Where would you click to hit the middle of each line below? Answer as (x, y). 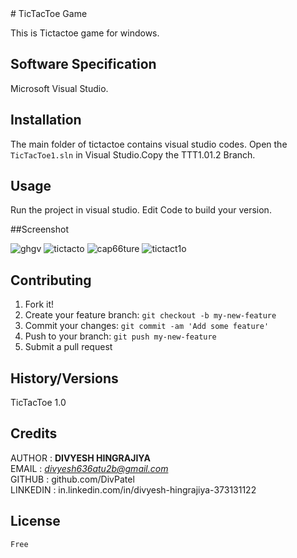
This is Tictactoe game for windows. (85, 33)
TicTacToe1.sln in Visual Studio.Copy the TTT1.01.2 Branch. (133, 154)
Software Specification (83, 64)
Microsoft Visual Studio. (59, 88)
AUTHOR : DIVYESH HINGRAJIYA (80, 458)
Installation (46, 120)
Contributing (51, 280)
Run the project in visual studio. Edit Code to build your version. (141, 210)
